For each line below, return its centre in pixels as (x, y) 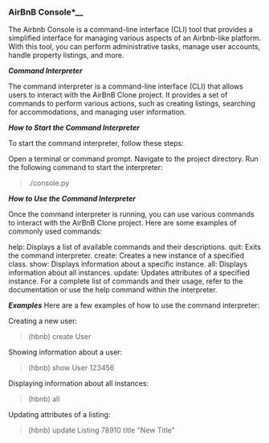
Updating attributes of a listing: (59, 415)
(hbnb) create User (59, 337)
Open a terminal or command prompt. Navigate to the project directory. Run (133, 159)
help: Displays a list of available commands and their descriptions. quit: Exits (134, 247)
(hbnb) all (44, 399)
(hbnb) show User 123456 (71, 368)
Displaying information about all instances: (79, 383)
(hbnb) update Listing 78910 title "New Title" (101, 430)
